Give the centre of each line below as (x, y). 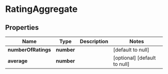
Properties (22, 28)
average (18, 61)
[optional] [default (134, 58)
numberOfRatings (29, 50)
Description (94, 41)
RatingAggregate (41, 9)
